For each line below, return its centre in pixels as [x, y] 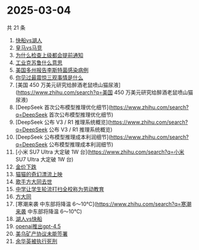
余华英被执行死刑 [36, 241]
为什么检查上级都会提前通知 [49, 55]
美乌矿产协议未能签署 [41, 233]
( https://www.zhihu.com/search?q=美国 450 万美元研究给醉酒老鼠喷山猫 [104, 92]
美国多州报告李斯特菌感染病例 [52, 70]
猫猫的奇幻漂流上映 [39, 174]
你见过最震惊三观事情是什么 [49, 77]
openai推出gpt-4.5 [38, 226]
